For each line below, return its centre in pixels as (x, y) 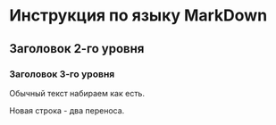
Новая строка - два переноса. (67, 110)
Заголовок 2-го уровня (77, 49)
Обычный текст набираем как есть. (77, 93)
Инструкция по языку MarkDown (138, 16)
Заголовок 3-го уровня (62, 74)
